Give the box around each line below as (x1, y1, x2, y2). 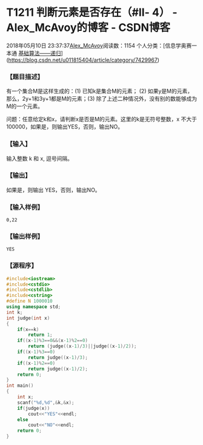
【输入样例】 (6, 202, 44, 211)
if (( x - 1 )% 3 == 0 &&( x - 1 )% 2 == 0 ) (17, 338, 88, 344)
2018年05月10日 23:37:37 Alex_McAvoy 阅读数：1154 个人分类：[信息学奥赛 (6, 42, 192, 49)
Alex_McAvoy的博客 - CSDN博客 (6, 21, 171, 35)
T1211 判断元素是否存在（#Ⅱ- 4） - (6, 5, 178, 19)
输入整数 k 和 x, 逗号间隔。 (6, 155, 73, 162)
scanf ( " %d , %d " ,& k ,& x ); (17, 400, 75, 406)
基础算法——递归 (18, 49, 61, 56)
